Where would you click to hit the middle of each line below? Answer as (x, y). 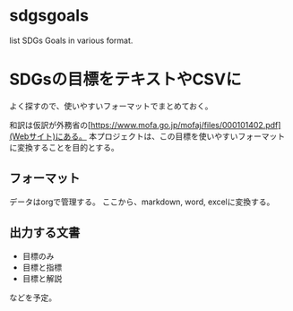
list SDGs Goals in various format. (71, 40)
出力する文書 (45, 233)
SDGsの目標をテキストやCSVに (125, 79)
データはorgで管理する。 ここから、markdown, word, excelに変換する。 (142, 202)
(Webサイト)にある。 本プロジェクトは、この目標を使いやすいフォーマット (147, 136)
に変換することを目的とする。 (64, 147)
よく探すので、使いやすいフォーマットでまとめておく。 (111, 106)
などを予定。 (33, 298)
